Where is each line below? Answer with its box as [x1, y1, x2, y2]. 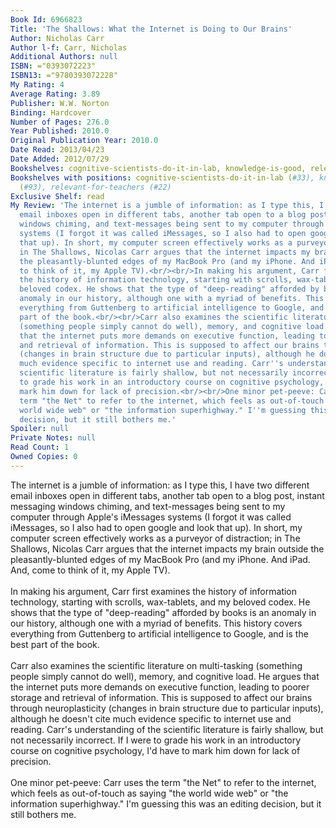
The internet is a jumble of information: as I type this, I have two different [10, 479, 310, 491]
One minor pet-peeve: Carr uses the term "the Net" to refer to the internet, [10, 776, 317, 788]
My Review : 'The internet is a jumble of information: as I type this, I [10, 201, 325, 211]
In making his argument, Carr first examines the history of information [10, 585, 298, 597]
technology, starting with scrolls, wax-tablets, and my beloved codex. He [10, 596, 311, 608]
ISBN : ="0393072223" [10, 61, 97, 71]
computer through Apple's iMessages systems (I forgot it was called [10, 511, 292, 523]
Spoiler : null [10, 424, 70, 434]
